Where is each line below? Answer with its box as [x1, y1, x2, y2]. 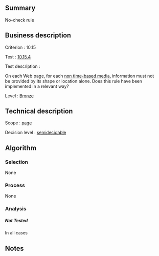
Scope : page [5, 120, 32, 126]
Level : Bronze [5, 93, 34, 99]
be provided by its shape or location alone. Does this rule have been [5, 78, 142, 84]
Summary [5, 4, 36, 12]
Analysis [5, 205, 27, 212]
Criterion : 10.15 [5, 44, 36, 50]
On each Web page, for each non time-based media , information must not [5, 73, 154, 79]
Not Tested [5, 217, 28, 223]
